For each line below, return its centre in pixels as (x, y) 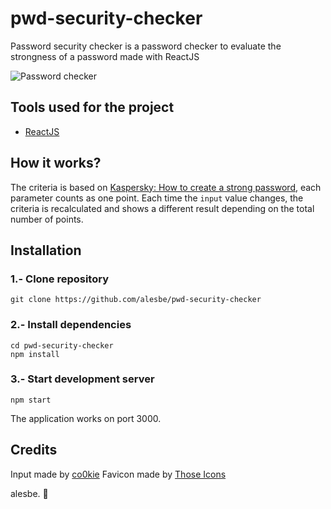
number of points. (47, 219)
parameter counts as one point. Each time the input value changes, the (157, 198)
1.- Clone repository (59, 279)
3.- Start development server (82, 379)
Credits (34, 450)
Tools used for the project (92, 107)
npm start (31, 400)
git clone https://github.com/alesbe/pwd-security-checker (136, 300)
